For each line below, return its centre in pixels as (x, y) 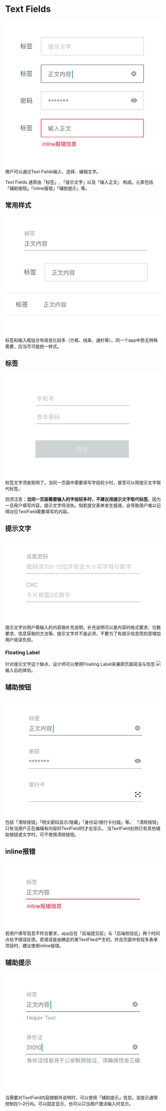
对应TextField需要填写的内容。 (40, 511)
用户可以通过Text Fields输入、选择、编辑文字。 (53, 171)
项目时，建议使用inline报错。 (34, 946)
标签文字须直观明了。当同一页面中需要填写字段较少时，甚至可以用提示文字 (81, 482)
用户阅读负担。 (20, 639)
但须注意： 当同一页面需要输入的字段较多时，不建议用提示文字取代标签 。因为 (83, 499)
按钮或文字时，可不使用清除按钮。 (44, 834)
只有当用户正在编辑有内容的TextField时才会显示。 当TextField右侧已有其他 (81, 828)
